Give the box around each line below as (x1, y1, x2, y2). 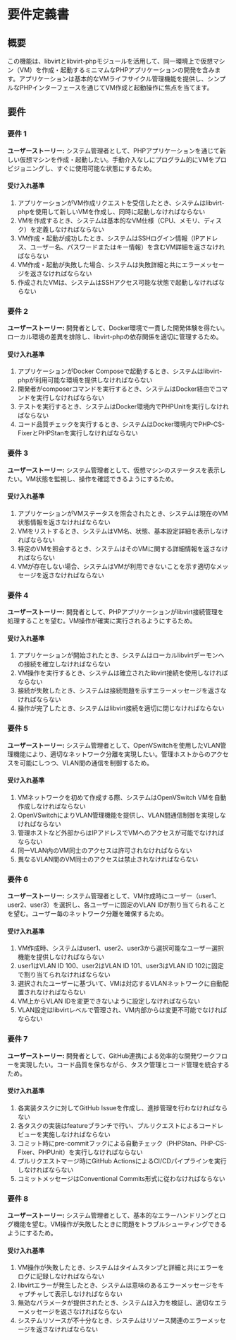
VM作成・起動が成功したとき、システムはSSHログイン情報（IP (17, 234, 199, 242)
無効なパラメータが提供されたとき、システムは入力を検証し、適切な (17, 1298, 215, 1307)
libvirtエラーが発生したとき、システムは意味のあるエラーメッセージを (17, 1281, 218, 1290)
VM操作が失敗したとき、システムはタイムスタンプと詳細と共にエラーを (17, 1263, 225, 1272)
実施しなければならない (42, 1130, 111, 1139)
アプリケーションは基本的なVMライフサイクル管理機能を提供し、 (18, 75, 208, 83)
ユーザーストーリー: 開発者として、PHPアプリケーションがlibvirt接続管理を (7, 608, 224, 616)
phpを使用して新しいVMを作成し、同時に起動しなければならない (17, 207, 206, 216)
